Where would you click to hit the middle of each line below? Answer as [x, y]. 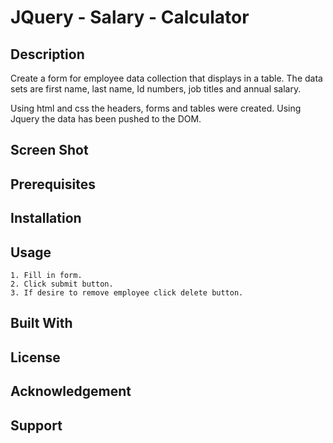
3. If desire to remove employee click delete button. [127, 292]
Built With [41, 323]
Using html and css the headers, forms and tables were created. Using [156, 108]
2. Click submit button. [62, 284]
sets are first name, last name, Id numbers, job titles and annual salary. [156, 89]
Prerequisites [53, 184]
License [35, 357]
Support [36, 425]
